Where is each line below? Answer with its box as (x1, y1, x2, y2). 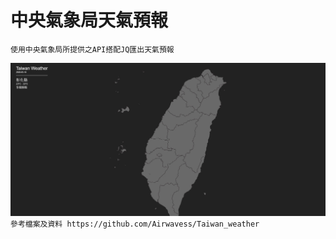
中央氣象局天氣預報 (10, 9, 169, 32)
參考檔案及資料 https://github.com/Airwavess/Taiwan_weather (10, 219, 260, 229)
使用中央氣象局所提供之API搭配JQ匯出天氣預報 (10, 44, 175, 55)
